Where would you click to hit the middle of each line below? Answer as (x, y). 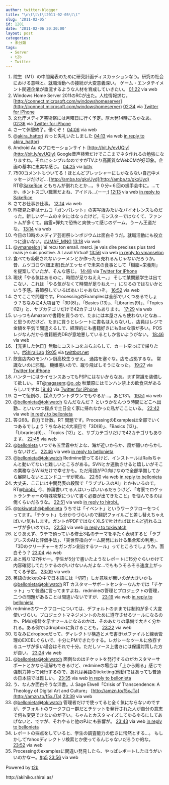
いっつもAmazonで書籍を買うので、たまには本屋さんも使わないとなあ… (87, 315)
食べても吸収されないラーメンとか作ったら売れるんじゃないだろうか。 (85, 259)
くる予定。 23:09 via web (44, 572)
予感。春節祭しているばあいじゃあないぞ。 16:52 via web (81, 290)
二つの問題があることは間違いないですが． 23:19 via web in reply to (83, 597)
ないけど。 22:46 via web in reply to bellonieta (65, 452)
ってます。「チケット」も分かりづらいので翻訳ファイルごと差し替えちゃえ (89, 515)
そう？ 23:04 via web (39, 553)
